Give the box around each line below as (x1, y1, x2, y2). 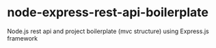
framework (7, 34, 38, 42)
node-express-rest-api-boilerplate (7, 5, 208, 20)
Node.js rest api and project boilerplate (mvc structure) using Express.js (7, 27, 210, 35)
